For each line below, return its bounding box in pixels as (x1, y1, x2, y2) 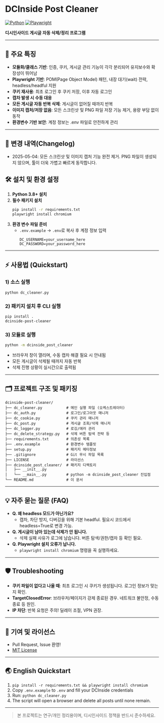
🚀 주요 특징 (5, 50, 37, 58)
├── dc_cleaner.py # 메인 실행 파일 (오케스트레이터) (5, 405, 125, 410)
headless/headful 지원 (12, 82, 57, 88)
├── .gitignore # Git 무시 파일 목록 (5, 452, 104, 457)
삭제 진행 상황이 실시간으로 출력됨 (12, 364, 77, 370)
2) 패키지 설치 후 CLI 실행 (5, 302, 61, 309)
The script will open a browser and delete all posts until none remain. (12, 698, 151, 703)
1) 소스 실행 (5, 278, 30, 285)
